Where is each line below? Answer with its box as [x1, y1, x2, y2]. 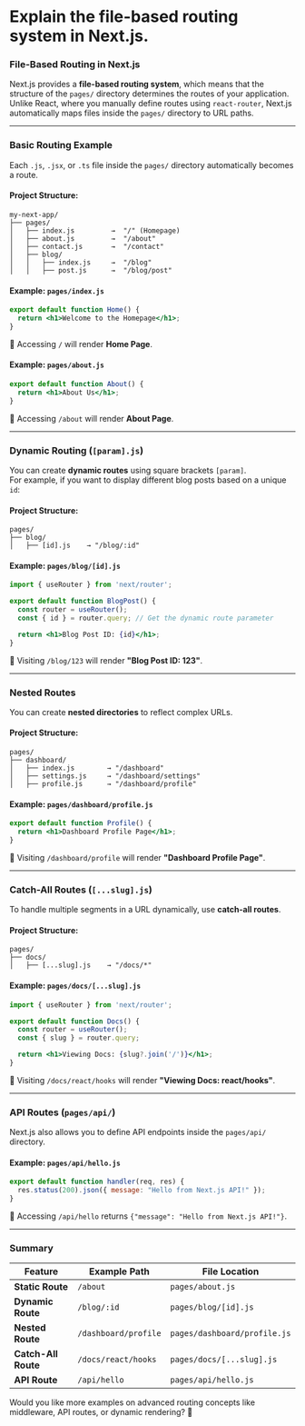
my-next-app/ [9, 210, 59, 219]
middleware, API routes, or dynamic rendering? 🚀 [9, 1407, 193, 1418]
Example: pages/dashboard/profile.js [9, 798, 153, 810]
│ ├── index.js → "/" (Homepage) [9, 225, 181, 235]
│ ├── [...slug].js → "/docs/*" [9, 961, 152, 970]
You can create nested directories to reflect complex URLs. [9, 706, 233, 717]
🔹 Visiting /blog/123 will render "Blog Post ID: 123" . [9, 654, 203, 665]
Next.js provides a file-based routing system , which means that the [9, 79, 265, 90]
